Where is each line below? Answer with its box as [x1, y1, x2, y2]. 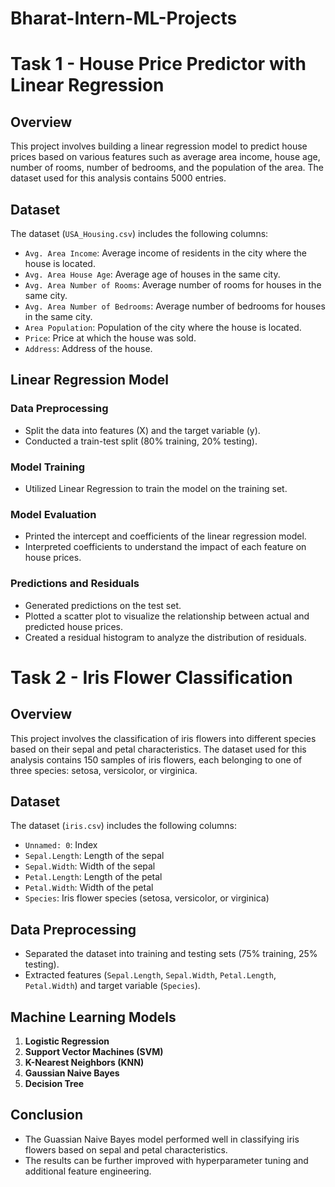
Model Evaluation [10, 507, 97, 521]
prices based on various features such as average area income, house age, [10, 151, 321, 163]
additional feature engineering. [24, 1165, 152, 1177]
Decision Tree [24, 1078, 85, 1090]
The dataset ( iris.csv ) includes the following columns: [10, 820, 237, 832]
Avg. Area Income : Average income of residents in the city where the [24, 247, 307, 259]
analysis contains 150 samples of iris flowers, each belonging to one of [10, 753, 303, 766]
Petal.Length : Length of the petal [24, 871, 163, 883]
